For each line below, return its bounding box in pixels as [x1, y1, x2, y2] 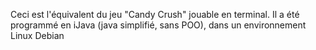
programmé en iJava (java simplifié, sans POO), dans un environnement [10, 19, 307, 31]
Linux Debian [10, 30, 65, 41]
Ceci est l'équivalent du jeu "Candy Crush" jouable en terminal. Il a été [10, 9, 300, 20]
